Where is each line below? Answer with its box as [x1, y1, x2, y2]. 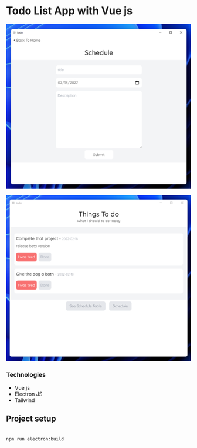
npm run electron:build [6, 436, 64, 442]
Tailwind [14, 396, 35, 404]
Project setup [6, 414, 57, 424]
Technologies [6, 371, 46, 379]
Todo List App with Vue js [6, 4, 133, 18]
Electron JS [14, 390, 43, 397]
